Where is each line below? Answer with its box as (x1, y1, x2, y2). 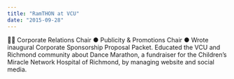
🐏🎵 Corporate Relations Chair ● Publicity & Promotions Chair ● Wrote (7, 35, 209, 44)
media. (7, 65, 27, 73)
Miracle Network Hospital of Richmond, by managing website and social (7, 58, 214, 66)
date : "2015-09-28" (7, 17, 64, 24)
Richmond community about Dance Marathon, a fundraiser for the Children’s (7, 50, 227, 59)
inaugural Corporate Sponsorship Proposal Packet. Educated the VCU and (7, 43, 221, 51)
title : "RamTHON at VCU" (7, 10, 80, 17)
